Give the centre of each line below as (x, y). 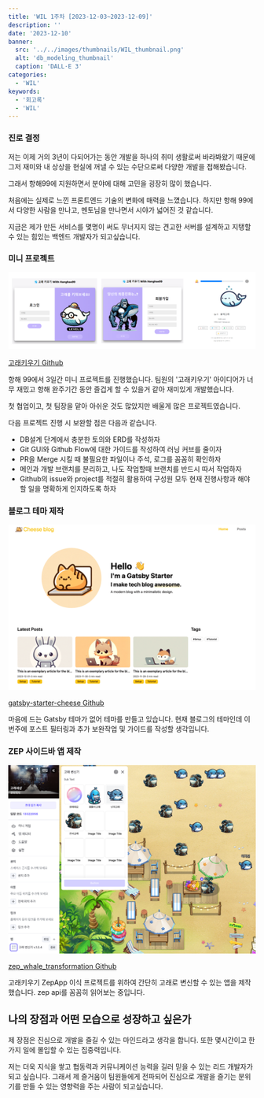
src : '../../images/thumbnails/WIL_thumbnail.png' (100, 50)
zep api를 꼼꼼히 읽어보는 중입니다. (91, 992)
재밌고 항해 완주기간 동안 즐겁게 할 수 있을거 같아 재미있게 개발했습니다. (125, 389)
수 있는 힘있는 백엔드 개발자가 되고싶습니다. (74, 236)
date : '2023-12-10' (40, 33)
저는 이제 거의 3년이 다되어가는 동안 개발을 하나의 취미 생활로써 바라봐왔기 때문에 (132, 157)
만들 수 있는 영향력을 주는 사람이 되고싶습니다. (93, 1086)
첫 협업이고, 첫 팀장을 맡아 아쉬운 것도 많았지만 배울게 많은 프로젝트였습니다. (125, 406)
